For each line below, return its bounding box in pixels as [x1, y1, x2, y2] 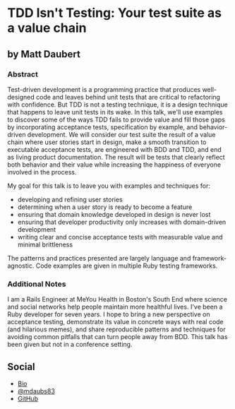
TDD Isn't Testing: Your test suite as [7, 5, 222, 21]
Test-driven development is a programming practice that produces [7, 85, 201, 93]
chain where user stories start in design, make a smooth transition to [7, 138, 207, 146]
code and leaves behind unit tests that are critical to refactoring [36, 93, 221, 101]
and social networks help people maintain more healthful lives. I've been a [7, 302, 223, 312]
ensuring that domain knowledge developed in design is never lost [17, 210, 211, 218]
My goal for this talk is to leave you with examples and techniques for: [7, 182, 210, 190]
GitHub [17, 394, 39, 403]
